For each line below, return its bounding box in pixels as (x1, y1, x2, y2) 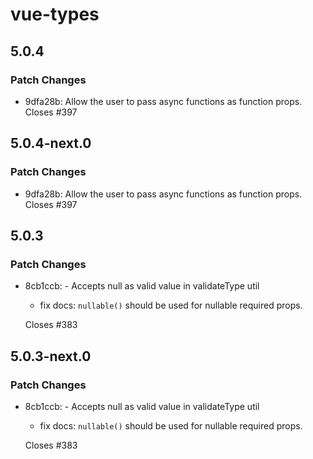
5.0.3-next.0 (10, 348, 92, 365)
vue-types (10, 3, 100, 26)
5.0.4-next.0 (10, 135, 92, 152)
